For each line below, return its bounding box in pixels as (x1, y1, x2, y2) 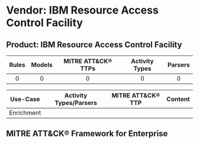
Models (31, 61, 53, 68)
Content (166, 95, 190, 103)
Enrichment (9, 109, 41, 117)
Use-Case (9, 95, 40, 103)
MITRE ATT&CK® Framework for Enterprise (6, 129, 168, 139)
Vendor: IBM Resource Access (6, 4, 159, 17)
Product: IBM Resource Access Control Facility (6, 40, 182, 50)
